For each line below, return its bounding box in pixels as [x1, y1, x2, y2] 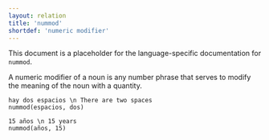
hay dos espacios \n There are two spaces [8, 97, 153, 105]
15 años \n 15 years [8, 118, 78, 126]
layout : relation [8, 11, 67, 20]
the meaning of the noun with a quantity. [8, 81, 142, 90]
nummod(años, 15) [8, 125, 67, 133]
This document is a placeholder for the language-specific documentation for [8, 49, 262, 58]
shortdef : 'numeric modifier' [8, 26, 110, 34]
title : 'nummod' [8, 19, 63, 27]
